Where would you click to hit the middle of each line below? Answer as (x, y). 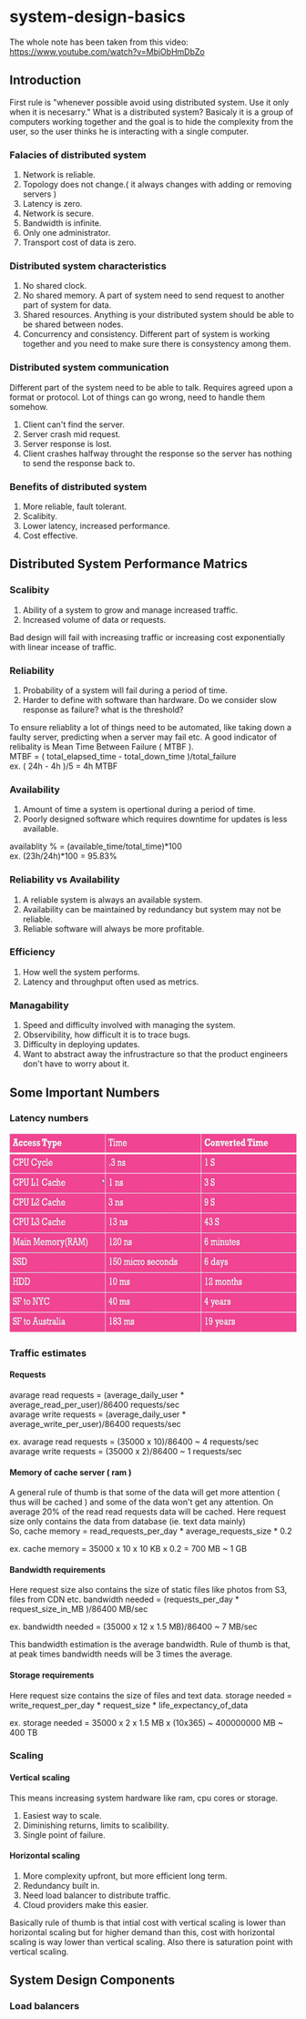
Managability (40, 1005)
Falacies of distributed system (78, 155)
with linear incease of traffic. (63, 647)
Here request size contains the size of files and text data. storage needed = (151, 1695)
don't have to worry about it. (76, 1064)
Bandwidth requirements (58, 1569)
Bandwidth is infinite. (62, 223)
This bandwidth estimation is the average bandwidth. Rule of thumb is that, (150, 1645)
